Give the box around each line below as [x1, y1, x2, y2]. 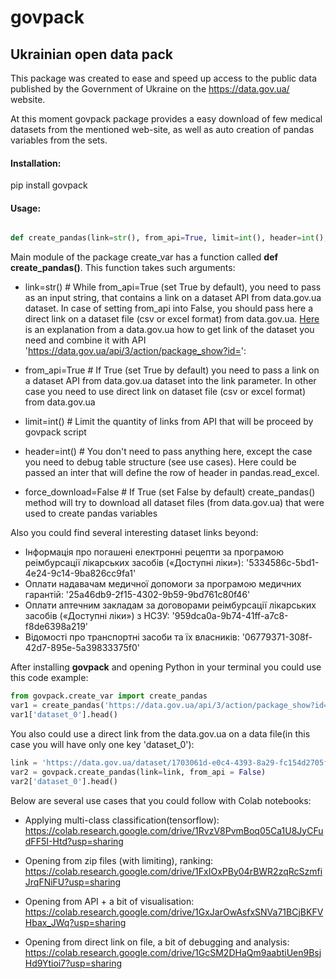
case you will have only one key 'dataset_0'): [10, 738, 195, 750]
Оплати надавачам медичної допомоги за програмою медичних [24, 578, 302, 590]
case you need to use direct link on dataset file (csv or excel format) [24, 386, 307, 398]
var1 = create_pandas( [10, 701, 105, 711]
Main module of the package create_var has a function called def [10, 251, 279, 263]
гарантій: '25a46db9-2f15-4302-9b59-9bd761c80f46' [24, 589, 251, 601]
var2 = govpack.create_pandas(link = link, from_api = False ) [10, 767, 267, 777]
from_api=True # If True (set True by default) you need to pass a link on [24, 364, 320, 376]
